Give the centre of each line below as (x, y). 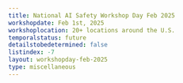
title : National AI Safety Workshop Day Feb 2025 (92, 15)
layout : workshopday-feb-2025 (58, 60)
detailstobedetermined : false (58, 45)
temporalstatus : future (48, 38)
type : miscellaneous (42, 67)
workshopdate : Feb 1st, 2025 (56, 23)
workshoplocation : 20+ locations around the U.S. (92, 30)
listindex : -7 (32, 52)
